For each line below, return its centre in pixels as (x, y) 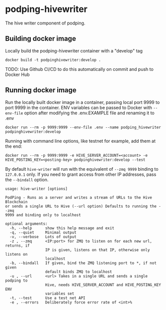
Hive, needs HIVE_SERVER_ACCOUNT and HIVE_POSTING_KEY (103, 285)
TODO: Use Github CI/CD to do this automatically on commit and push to (80, 69)
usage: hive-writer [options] (37, 189)
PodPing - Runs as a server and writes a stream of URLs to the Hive (79, 197)
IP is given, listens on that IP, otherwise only (97, 250)
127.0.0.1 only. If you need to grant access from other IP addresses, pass (81, 174)
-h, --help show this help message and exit (62, 228)
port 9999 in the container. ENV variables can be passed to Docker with (79, 107)
